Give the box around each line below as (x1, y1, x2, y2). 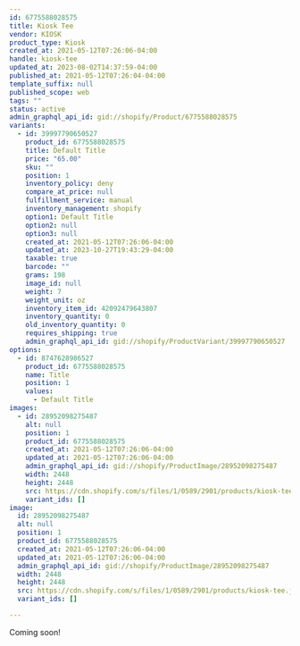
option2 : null (25, 221, 78, 230)
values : (25, 387, 54, 396)
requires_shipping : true (25, 329, 118, 338)
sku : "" (25, 163, 54, 172)
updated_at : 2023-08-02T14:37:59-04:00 (9, 63, 158, 72)
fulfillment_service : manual (25, 196, 134, 206)
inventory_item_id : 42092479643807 (25, 304, 158, 313)
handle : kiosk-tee (9, 55, 78, 63)
